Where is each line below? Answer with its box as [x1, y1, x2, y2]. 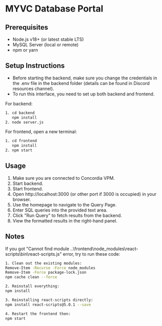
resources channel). [12, 85, 54, 91]
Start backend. [12, 180, 44, 186]
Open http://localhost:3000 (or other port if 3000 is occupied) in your [12, 191, 157, 197]
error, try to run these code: [62, 251, 120, 257]
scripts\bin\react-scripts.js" [5, 251, 62, 257]
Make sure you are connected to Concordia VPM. [12, 175, 115, 181]
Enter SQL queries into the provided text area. [12, 207, 108, 213]
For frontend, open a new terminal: [5, 129, 77, 135]
